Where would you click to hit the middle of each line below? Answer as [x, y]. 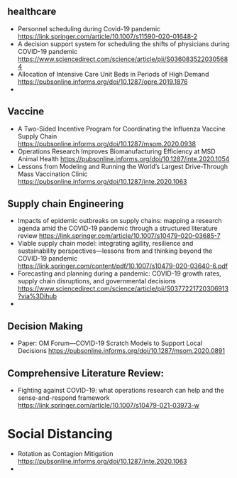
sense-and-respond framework [64, 398]
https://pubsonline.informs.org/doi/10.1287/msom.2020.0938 [107, 143]
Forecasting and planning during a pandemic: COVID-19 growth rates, [119, 273]
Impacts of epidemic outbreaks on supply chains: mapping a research [120, 221]
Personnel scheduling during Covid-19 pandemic [89, 28]
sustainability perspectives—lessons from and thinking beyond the [115, 251]
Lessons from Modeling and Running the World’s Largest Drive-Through [123, 166]
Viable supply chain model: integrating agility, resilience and [105, 244]
